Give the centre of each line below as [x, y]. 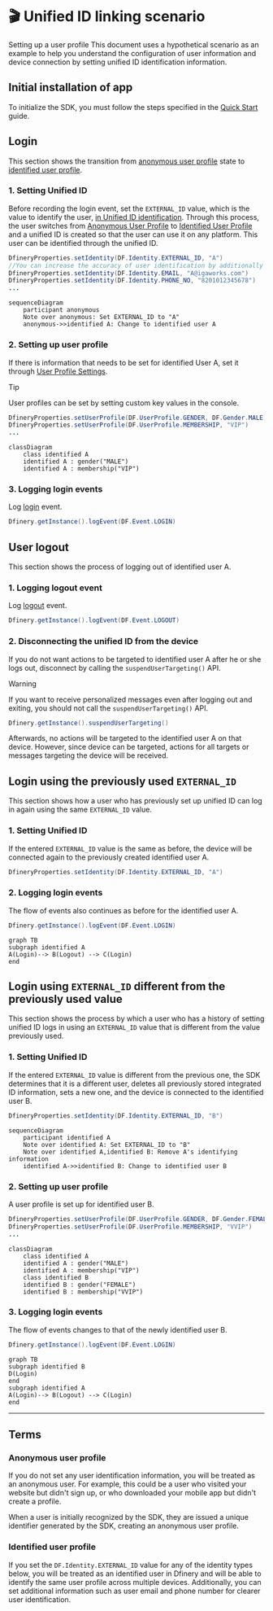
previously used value [66, 999]
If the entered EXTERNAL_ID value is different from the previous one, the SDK [134, 1075]
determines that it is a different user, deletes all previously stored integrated [135, 1083]
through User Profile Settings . [58, 371]
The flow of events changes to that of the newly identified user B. [118, 1329]
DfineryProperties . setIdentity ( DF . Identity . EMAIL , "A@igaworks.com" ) [129, 273]
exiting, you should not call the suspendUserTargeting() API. [108, 708]
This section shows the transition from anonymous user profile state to [127, 161]
